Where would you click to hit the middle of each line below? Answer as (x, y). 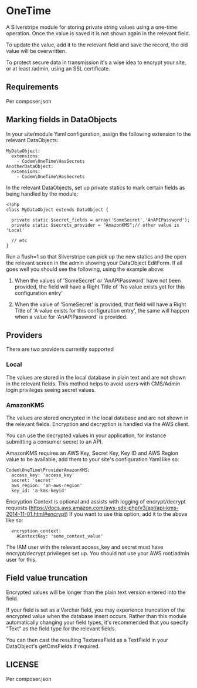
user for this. (21, 559)
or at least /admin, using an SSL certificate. (58, 68)
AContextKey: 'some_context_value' (60, 536)
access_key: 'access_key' (43, 475)
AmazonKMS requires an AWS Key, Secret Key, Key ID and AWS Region (92, 453)
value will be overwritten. (36, 51)
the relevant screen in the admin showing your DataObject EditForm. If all (94, 263)
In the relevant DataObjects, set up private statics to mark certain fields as (96, 187)
